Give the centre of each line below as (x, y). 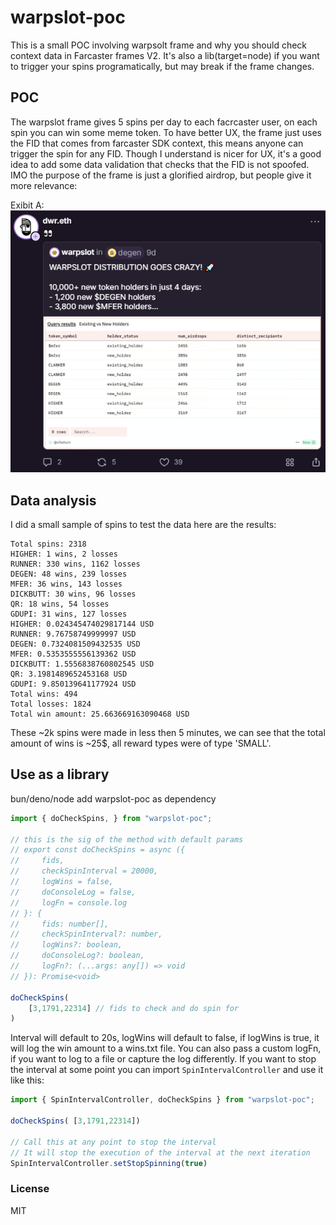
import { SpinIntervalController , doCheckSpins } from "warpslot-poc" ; (162, 1100)
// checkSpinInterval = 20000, (84, 871)
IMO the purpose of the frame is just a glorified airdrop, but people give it (161, 175)
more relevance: (44, 185)
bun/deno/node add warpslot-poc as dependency (113, 798)
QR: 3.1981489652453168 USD (69, 674)
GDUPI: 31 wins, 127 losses (69, 614)
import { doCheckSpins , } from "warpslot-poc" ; (111, 818)
